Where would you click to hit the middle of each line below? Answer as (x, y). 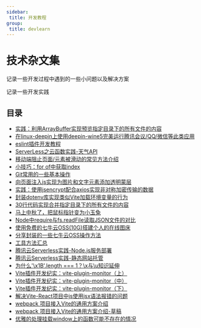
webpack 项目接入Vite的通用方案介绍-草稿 (68, 311)
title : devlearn (30, 29)
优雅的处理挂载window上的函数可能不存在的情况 (76, 319)
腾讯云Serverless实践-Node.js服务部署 (63, 250)
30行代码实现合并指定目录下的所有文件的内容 (72, 205)
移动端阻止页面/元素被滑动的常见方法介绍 (67, 159)
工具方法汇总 (31, 243)
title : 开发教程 (28, 18)
